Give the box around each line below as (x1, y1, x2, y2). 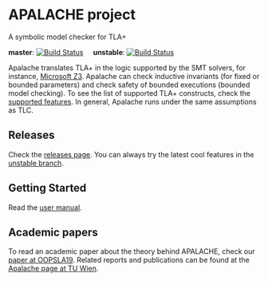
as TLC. (8, 105, 34, 115)
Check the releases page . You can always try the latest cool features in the (8, 149, 254, 159)
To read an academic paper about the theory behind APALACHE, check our (8, 247, 255, 256)
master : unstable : (8, 47, 125, 57)
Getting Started (8, 181, 87, 195)
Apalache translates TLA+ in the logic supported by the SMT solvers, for (8, 62, 246, 73)
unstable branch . (8, 158, 64, 168)
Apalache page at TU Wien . (8, 263, 99, 273)
